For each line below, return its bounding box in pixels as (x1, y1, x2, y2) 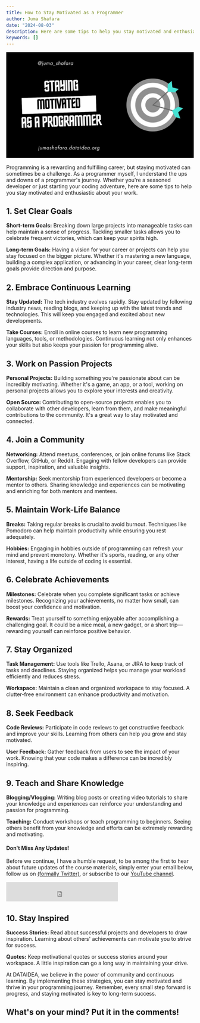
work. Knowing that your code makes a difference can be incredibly (6, 754, 173, 762)
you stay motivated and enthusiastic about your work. (6, 189, 138, 196)
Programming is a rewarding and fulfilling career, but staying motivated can (6, 164, 190, 171)
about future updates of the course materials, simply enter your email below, (6, 864, 193, 871)
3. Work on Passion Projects (6, 358, 113, 369)
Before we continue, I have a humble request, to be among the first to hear (6, 857, 189, 865)
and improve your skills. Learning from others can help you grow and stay (6, 730, 187, 738)
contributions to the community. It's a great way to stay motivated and (6, 411, 179, 419)
